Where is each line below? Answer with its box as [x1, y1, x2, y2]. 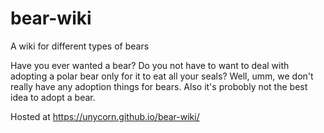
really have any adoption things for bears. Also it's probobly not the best [10, 80, 308, 92]
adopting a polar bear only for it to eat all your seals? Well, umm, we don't [10, 70, 314, 82]
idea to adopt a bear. [10, 91, 96, 103]
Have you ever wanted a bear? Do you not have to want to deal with [10, 59, 290, 71]
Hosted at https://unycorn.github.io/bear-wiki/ [10, 110, 200, 122]
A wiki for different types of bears [10, 40, 150, 52]
